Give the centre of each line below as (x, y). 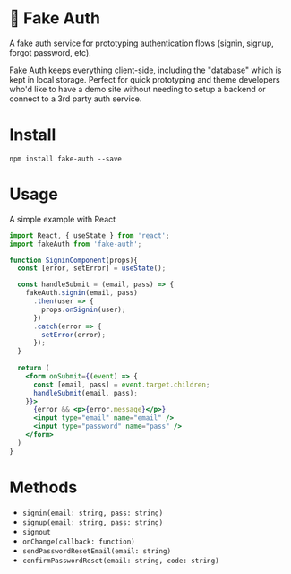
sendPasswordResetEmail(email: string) (97, 551)
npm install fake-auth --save (66, 159)
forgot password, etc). (50, 52)
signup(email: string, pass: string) (93, 522)
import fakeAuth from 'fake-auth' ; (76, 244)
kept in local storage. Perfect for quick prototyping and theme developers (145, 79)
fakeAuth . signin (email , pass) (82, 293)
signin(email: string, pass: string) (93, 513)
